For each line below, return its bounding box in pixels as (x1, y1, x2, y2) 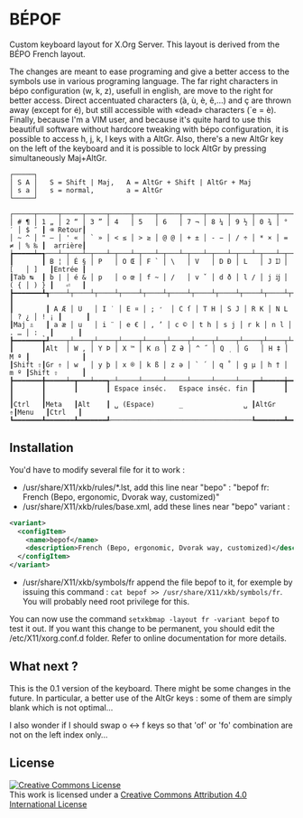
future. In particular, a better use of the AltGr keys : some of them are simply (9, 692, 293, 703)
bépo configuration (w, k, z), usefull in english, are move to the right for (9, 85, 273, 96)
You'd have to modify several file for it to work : (9, 464, 185, 475)
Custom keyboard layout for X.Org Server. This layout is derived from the (9, 39, 280, 50)
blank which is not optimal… (9, 701, 114, 713)
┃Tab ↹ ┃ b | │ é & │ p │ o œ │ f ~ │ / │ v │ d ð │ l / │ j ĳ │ (9, 272, 289, 282)
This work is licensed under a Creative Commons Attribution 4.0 (9, 789, 248, 800)
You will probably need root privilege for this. (22, 597, 190, 606)
